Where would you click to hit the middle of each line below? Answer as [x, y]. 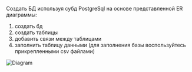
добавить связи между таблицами [58, 39]
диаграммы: [21, 15]
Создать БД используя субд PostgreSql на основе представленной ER [95, 9]
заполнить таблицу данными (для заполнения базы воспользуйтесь [100, 45]
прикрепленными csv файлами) [55, 51]
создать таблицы [36, 32]
